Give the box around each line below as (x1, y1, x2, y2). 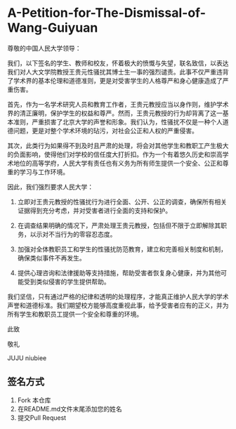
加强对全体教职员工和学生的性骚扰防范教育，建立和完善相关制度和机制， (17, 244, 227, 253)
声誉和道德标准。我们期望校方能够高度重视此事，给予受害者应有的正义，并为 (7, 301, 229, 310)
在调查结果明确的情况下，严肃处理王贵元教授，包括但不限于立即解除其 (17, 221, 221, 230)
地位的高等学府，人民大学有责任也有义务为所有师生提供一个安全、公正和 (13, 159, 223, 167)
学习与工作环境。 (19, 167, 69, 176)
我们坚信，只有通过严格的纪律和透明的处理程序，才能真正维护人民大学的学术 (7, 292, 229, 301)
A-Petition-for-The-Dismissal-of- (7, 5, 206, 21)
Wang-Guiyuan (7, 20, 98, 36)
